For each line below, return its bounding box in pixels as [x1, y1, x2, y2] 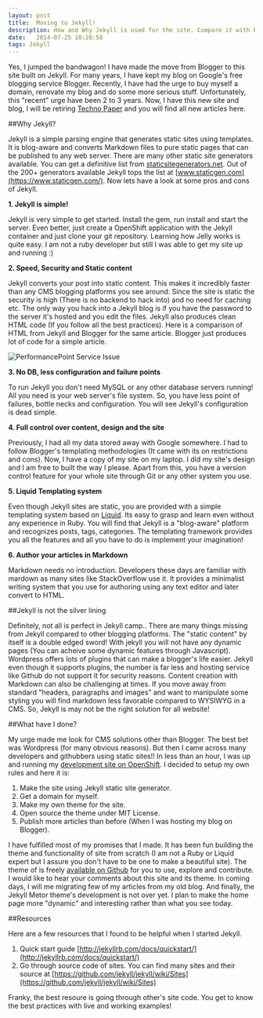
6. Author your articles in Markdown [8, 550, 128, 560]
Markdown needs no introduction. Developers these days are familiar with [8, 566, 247, 575]
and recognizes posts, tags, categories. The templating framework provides [8, 527, 253, 536]
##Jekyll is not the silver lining [8, 606, 106, 615]
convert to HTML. [8, 590, 65, 600]
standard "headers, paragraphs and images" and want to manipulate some [8, 688, 249, 697]
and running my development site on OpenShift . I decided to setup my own [8, 760, 250, 769]
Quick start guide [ [19, 944, 80, 954]
